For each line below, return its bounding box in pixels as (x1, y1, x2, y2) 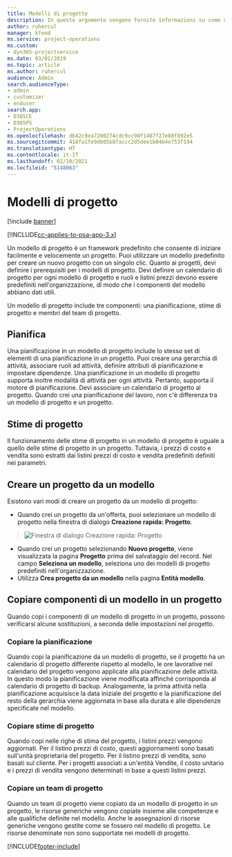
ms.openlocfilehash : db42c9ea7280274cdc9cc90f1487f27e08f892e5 (7, 132, 193, 139)
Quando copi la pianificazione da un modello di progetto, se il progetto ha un (7, 652, 225, 661)
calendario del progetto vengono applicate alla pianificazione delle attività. (7, 668, 219, 676)
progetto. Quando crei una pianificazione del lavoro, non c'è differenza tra (7, 391, 217, 399)
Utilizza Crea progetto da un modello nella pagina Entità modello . (17, 574, 206, 582)
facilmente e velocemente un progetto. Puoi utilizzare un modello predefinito (7, 251, 225, 259)
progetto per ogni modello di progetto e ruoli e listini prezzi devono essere (7, 273, 218, 281)
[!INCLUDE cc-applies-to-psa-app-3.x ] (7, 230, 117, 238)
